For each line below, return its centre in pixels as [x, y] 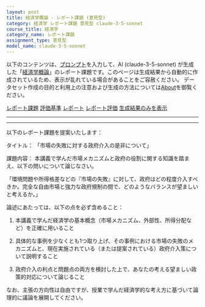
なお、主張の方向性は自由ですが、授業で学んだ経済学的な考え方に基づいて [100, 290]
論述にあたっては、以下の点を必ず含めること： [65, 207]
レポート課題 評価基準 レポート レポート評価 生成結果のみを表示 [87, 108]
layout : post [23, 12]
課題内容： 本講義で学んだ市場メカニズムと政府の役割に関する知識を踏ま [98, 158]
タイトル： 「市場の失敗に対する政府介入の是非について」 [79, 145]
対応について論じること [56, 276]
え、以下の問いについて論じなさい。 [52, 166]
